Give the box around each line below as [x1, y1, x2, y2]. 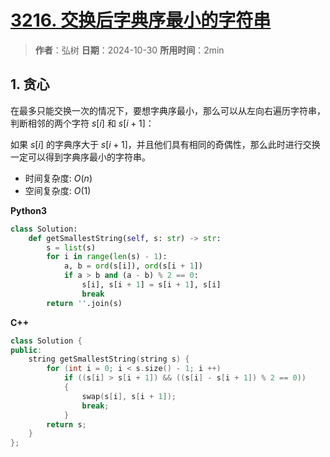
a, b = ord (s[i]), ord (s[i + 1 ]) [63, 261, 203, 271]
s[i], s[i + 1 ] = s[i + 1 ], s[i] [81, 280, 222, 290]
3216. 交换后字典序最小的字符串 [10, 9, 272, 32]
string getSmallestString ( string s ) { [28, 354, 190, 365]
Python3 [10, 204, 47, 216]
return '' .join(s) [46, 298, 123, 308]
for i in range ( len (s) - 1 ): [46, 252, 168, 262]
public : [10, 345, 43, 355]
